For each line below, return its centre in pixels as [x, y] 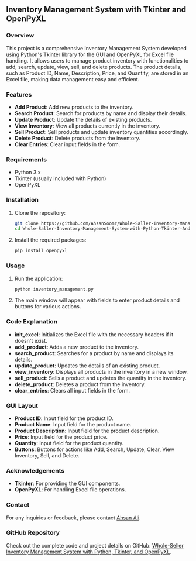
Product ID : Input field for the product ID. [64, 418]
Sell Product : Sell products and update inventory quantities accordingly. [101, 132]
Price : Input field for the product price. [61, 437]
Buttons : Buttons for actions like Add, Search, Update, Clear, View [94, 449]
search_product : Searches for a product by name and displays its [94, 353]
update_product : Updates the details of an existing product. [87, 366]
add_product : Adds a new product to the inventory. [77, 347]
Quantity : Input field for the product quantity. [69, 443]
